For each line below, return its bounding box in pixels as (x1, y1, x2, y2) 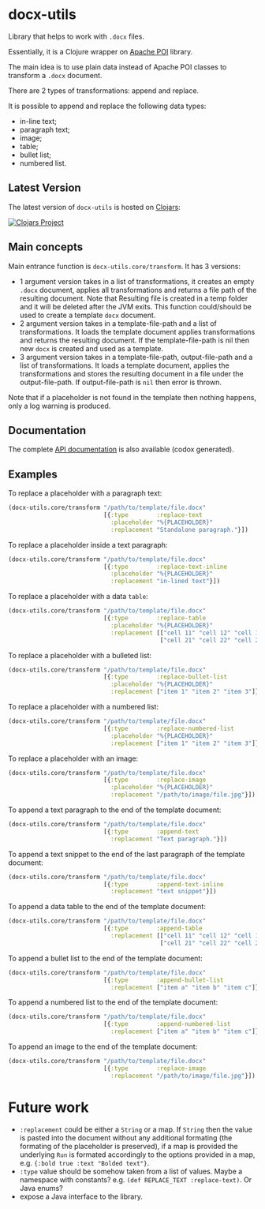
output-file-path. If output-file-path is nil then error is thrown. (19, 377, 222, 387)
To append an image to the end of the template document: (8, 1042, 198, 1051)
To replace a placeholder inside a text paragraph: (8, 540, 168, 549)
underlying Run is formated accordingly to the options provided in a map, (19, 1150, 256, 1159)
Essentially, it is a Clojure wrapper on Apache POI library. (8, 47, 193, 56)
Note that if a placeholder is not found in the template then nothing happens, (8, 392, 257, 402)
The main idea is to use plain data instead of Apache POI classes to (8, 62, 227, 72)
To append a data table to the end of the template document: (8, 902, 207, 911)
